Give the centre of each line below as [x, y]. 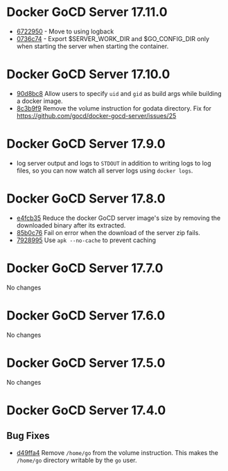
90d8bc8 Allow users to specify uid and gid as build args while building [119, 93]
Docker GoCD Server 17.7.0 [85, 268]
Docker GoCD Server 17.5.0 [86, 363]
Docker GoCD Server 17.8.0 [86, 198]
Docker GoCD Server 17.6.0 [86, 316]
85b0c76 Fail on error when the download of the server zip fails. [108, 232]
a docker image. [40, 101]
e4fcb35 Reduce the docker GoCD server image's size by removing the [119, 218]
